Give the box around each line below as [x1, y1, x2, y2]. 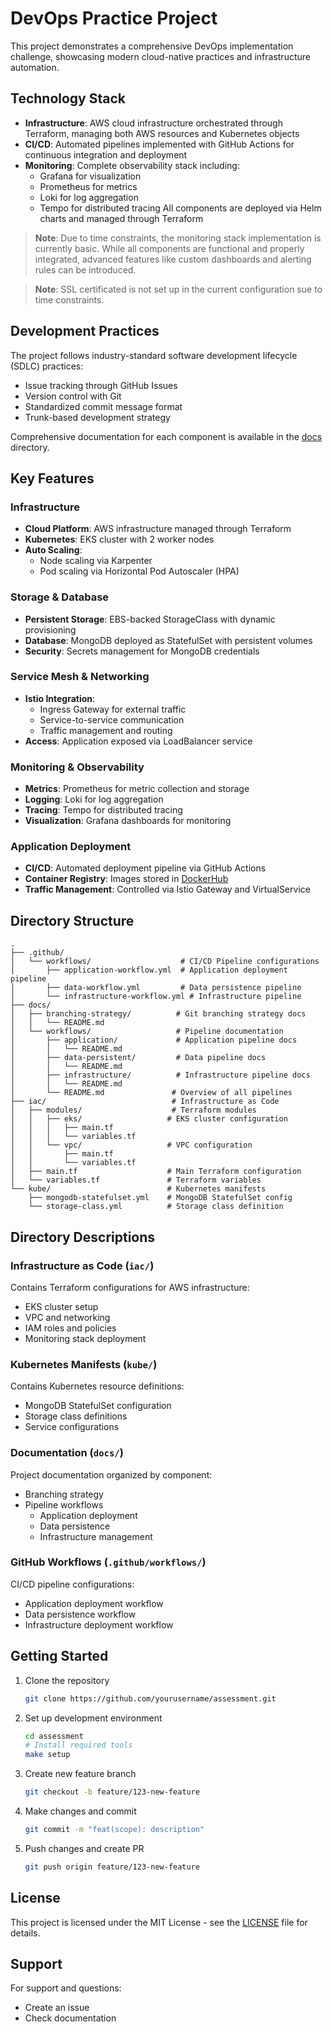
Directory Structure [10, 912, 135, 929]
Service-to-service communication [39, 713, 185, 726]
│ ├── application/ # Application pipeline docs [10, 1035, 298, 1046]
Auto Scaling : [24, 544, 83, 556]
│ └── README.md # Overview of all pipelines [10, 1088, 293, 1098]
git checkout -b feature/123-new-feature [24, 1787, 201, 1797]
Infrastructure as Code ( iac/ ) [10, 1258, 155, 1272]
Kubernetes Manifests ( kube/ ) [10, 1357, 158, 1371]
